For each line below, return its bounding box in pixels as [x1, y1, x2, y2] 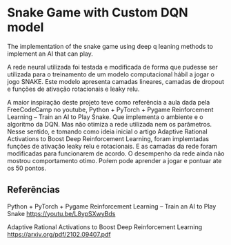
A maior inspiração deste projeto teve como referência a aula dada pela [7, 98, 210, 106]
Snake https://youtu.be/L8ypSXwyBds [7, 209, 116, 217]
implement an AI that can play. [7, 50, 93, 58]
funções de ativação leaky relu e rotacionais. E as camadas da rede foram [7, 142, 217, 150]
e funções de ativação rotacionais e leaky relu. [7, 85, 140, 93]
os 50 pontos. [7, 164, 47, 172]
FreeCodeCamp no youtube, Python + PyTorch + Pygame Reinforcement [7, 105, 214, 114]
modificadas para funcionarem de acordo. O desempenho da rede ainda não [7, 149, 225, 158]
